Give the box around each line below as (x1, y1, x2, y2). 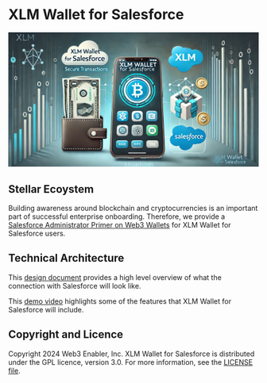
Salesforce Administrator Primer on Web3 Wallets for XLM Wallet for (8, 220, 232, 229)
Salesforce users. (8, 228, 66, 238)
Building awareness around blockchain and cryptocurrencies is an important (8, 203, 258, 213)
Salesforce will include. (8, 304, 84, 314)
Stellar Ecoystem (8, 182, 95, 196)
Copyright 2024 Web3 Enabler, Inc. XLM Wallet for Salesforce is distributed (8, 349, 255, 358)
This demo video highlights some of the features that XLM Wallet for (8, 296, 232, 306)
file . (8, 366, 21, 375)
